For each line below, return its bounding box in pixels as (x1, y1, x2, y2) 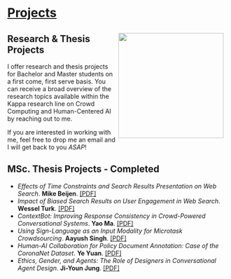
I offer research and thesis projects (7, 62, 108, 71)
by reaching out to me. (7, 114, 73, 123)
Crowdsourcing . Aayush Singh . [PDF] (17, 233, 127, 243)
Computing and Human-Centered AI (7, 107, 112, 115)
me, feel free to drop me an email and (7, 135, 115, 144)
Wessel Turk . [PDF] (17, 204, 75, 212)
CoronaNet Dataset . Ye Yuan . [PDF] (17, 249, 122, 257)
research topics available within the (7, 93, 110, 100)
